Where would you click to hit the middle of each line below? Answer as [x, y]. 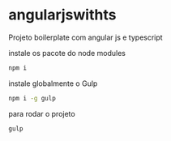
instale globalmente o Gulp [53, 83]
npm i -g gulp [32, 98]
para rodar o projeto [42, 113]
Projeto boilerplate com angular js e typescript [86, 37]
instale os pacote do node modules [67, 53]
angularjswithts [62, 15]
